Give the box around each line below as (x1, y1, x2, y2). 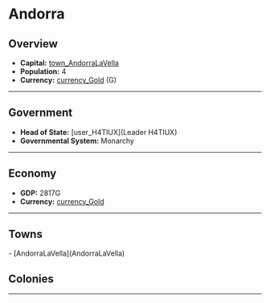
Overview (8, 37, 59, 51)
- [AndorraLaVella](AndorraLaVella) (8, 248, 125, 258)
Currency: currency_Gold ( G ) (19, 76, 117, 84)
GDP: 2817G (19, 188, 61, 198)
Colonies (8, 272, 55, 285)
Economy (8, 166, 57, 181)
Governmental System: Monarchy (19, 136, 135, 145)
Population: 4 (19, 67, 67, 76)
